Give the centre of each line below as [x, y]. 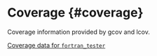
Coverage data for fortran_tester [56, 45]
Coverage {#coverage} [75, 13]
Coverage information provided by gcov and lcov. [79, 32]
